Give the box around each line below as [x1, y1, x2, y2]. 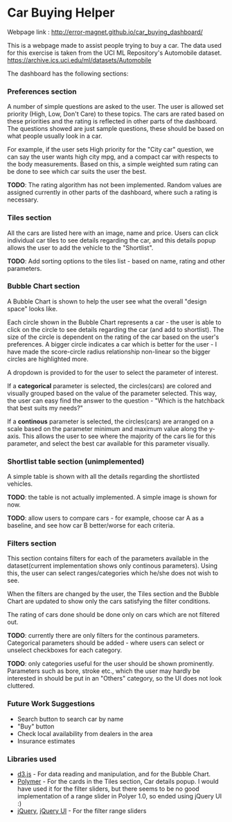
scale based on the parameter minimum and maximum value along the [7, 424, 208, 432]
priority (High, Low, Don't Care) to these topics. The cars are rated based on [7, 110, 225, 119]
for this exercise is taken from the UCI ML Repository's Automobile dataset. [7, 49, 222, 57]
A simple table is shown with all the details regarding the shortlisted [7, 473, 199, 481]
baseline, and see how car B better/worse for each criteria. [7, 521, 175, 530]
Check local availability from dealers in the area [17, 729, 153, 737]
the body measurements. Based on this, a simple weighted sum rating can [7, 160, 219, 168]
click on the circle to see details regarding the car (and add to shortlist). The [7, 325, 224, 333]
